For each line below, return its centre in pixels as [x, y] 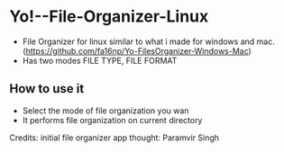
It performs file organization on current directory [112, 120]
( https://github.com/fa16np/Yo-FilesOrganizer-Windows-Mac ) [137, 50]
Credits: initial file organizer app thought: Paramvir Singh [114, 138]
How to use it [47, 89]
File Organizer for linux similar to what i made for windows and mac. [148, 41]
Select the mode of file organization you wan [105, 111]
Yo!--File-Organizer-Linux [109, 17]
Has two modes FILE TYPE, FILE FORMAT [100, 60]
